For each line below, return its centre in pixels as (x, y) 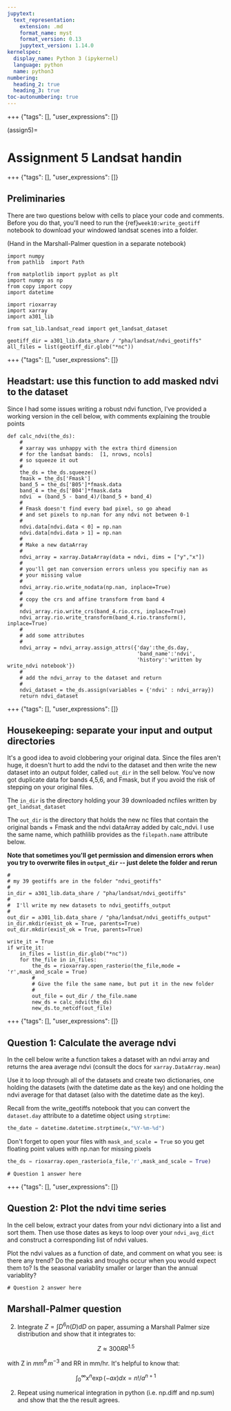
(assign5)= (22, 130)
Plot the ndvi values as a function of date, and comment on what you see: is (115, 1253)
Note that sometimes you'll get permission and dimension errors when (110, 855)
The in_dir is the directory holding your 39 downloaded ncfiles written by (112, 800)
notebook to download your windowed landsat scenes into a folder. (103, 230)
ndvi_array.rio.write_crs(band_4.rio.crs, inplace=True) (103, 611)
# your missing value (50, 575)
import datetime (30, 292)
